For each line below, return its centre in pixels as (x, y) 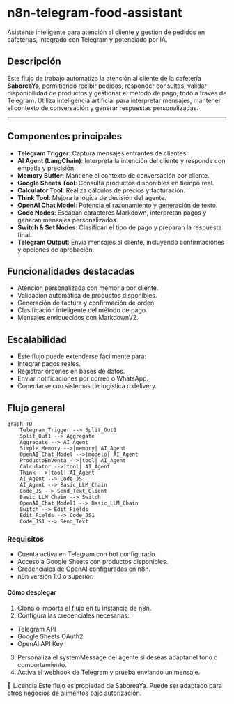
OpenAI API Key (40, 643)
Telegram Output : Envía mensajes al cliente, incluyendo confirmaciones (121, 242)
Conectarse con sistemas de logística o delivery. (87, 386)
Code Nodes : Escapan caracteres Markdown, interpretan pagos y (112, 212)
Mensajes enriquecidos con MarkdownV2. (78, 318)
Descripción (34, 62)
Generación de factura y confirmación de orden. (87, 303)
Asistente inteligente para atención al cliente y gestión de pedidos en (106, 32)
